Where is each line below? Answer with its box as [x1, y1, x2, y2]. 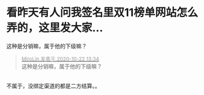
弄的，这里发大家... [6, 21, 104, 35]
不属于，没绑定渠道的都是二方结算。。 [6, 82, 100, 89]
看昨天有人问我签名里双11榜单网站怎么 [6, 6, 198, 20]
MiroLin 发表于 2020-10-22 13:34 [21, 55, 99, 62]
